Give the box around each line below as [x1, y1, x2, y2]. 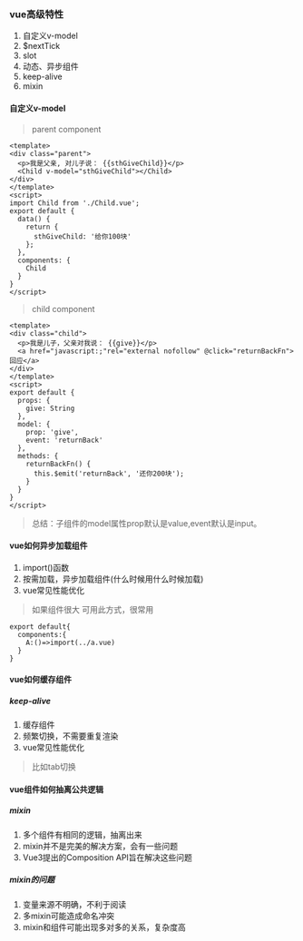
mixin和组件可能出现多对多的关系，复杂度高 [22, 921, 186, 932]
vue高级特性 [9, 7, 64, 20]
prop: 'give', [25, 427, 79, 436]
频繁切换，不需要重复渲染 [22, 730, 119, 741]
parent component [31, 123, 102, 134]
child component [31, 303, 95, 314]
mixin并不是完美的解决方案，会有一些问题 [22, 840, 179, 851]
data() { [17, 214, 51, 223]
